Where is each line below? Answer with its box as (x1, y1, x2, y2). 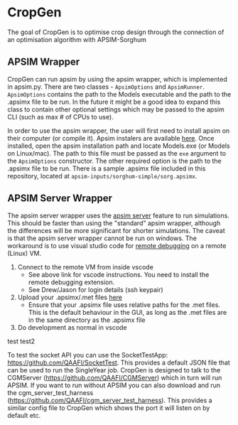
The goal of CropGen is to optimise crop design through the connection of (7, 28, 225, 36)
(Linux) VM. (7, 249, 41, 257)
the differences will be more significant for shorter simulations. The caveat (7, 226, 225, 235)
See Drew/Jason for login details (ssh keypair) (28, 285, 163, 294)
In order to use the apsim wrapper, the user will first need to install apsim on (7, 126, 230, 135)
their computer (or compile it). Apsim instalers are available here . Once (7, 134, 215, 142)
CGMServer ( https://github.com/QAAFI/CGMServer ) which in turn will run (7, 373, 222, 382)
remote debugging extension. (28, 278, 115, 286)
